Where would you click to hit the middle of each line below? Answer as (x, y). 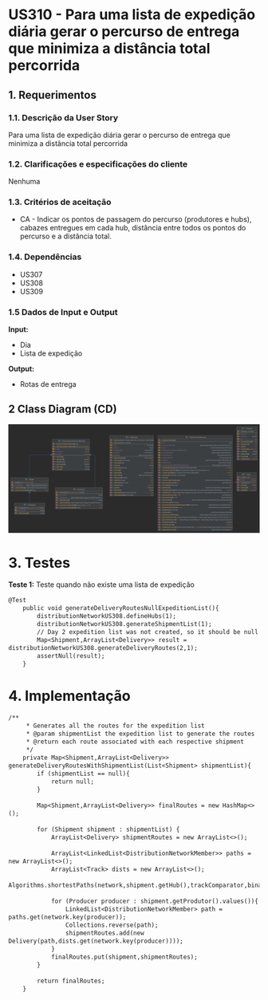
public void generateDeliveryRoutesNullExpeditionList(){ (121, 608)
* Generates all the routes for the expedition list (115, 726)
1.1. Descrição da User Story (63, 117)
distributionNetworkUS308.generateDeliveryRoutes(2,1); (103, 648)
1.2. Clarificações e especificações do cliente (98, 163)
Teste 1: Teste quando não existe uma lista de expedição (102, 585)
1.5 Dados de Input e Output (63, 312)
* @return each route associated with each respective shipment (135, 742)
